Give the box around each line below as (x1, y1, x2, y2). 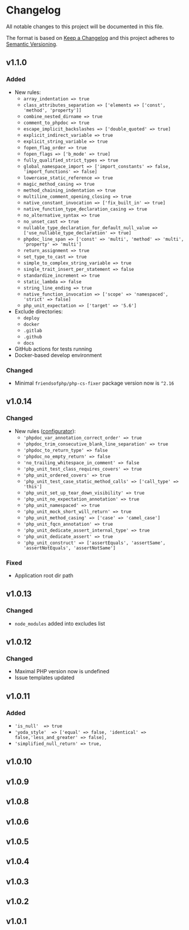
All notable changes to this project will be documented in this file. (6, 23, 164, 30)
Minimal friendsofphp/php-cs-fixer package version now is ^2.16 (14, 380, 174, 387)
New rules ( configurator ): (14, 427, 76, 435)
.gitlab (23, 327, 42, 334)
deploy (23, 315, 40, 321)
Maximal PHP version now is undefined (14, 668, 110, 675)
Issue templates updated (14, 674, 75, 681)
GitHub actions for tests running (14, 345, 92, 352)
